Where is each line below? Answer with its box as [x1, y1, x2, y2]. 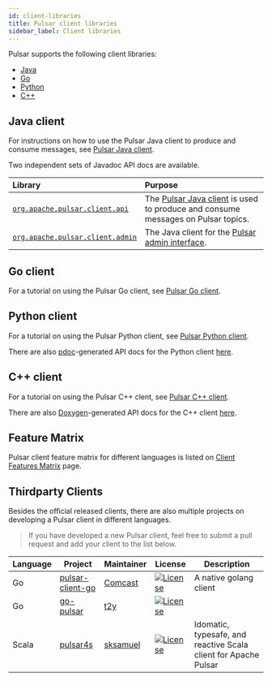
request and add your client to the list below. [28, 539, 176, 549]
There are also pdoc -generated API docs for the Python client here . [8, 347, 233, 356]
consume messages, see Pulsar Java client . [8, 144, 155, 154]
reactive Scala [193, 639, 249, 650]
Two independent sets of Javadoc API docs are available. [8, 160, 200, 170]
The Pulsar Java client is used [144, 193, 259, 205]
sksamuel [104, 639, 141, 650]
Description [203, 558, 250, 570]
